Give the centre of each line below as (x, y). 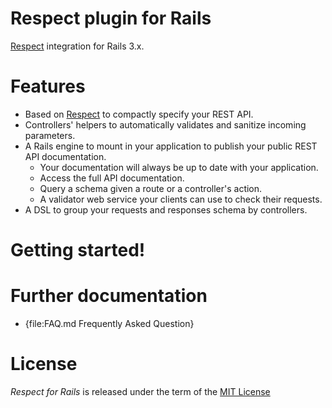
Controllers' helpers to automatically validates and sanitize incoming (165, 124)
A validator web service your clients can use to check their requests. (181, 199)
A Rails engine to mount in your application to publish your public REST (171, 146)
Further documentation (109, 296)
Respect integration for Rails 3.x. (77, 46)
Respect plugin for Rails (111, 18)
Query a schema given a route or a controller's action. (151, 188)
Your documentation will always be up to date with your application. (179, 167)
